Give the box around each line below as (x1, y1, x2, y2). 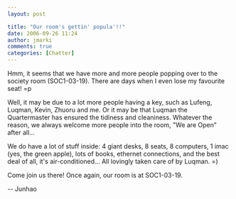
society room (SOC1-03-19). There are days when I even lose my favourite (7, 77, 225, 85)
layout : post (7, 10, 46, 18)
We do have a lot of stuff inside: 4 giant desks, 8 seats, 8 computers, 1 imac (7, 142, 229, 150)
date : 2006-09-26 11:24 (7, 30, 78, 37)
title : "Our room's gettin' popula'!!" (7, 23, 126, 31)
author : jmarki (7, 36, 53, 43)
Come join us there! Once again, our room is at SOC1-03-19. (7, 171, 183, 179)
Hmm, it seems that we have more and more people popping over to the (7, 69, 218, 77)
